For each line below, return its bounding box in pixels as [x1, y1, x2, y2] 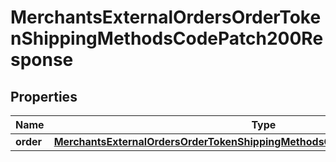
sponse [10, 49, 74, 71]
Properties [10, 88, 78, 105]
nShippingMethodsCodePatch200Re [10, 27, 324, 50]
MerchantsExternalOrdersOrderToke [10, 6, 322, 29]
